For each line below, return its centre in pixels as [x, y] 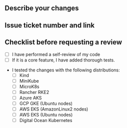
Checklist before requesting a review [63, 42]
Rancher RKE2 [34, 92]
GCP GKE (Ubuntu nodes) [46, 103]
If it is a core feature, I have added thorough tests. [63, 60]
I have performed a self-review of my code [56, 54]
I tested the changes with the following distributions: [66, 70]
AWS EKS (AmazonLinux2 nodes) [54, 109]
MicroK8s [29, 86]
